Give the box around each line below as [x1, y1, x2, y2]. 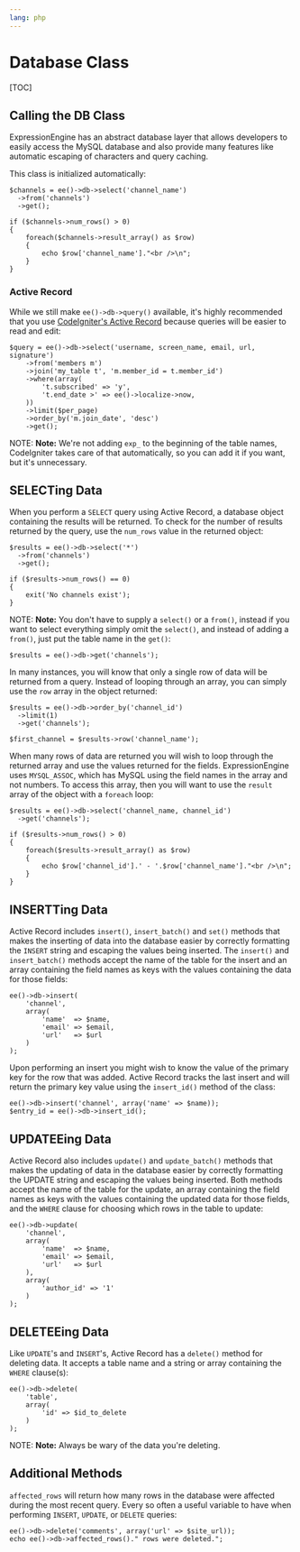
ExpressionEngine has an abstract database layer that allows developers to [9, 132, 288, 142]
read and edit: [9, 326, 61, 336]
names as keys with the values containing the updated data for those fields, [9, 1194, 290, 1205]
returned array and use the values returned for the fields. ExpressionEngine [9, 760, 290, 771]
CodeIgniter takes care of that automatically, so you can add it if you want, [9, 447, 286, 458]
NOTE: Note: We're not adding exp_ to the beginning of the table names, [9, 437, 277, 448]
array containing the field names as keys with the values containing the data [9, 964, 292, 975]
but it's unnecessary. [9, 456, 87, 467]
